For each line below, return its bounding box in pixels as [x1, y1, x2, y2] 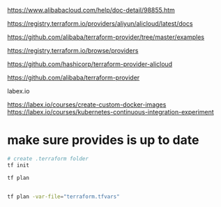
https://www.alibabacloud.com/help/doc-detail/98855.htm [7, 6, 176, 14]
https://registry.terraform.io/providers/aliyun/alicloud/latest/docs [7, 20, 193, 27]
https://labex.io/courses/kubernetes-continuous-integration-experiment [7, 108, 214, 116]
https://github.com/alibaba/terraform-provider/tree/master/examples [7, 33, 205, 41]
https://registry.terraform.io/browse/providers [7, 47, 139, 54]
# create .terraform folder [7, 155, 89, 162]
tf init [7, 162, 30, 169]
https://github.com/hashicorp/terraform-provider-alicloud [7, 60, 173, 68]
